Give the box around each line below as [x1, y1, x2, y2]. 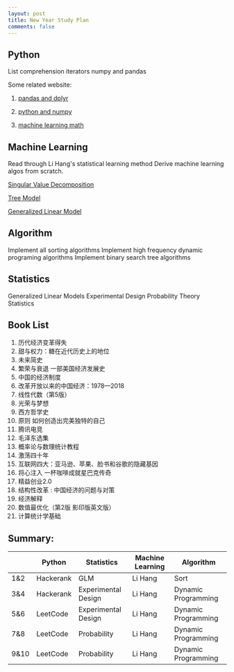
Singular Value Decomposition [8, 180, 94, 188]
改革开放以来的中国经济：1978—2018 [17, 382, 125, 390]
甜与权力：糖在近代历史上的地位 [17, 347, 110, 355]
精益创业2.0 [17, 477, 52, 486]
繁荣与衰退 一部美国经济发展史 [17, 364, 106, 373]
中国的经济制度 [17, 373, 61, 382]
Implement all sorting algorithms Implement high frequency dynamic [8, 246, 203, 254]
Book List [8, 319, 49, 331]
